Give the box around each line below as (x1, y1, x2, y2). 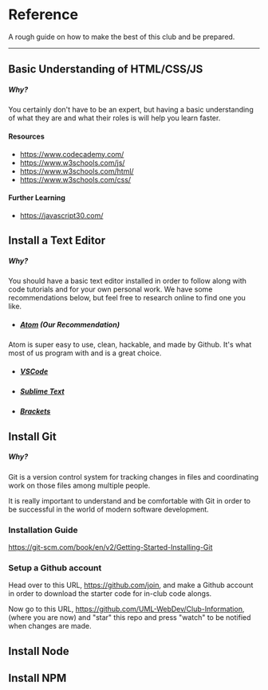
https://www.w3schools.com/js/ (19, 158, 125, 167)
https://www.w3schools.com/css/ (19, 174, 132, 184)
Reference (8, 6, 78, 24)
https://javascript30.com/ (19, 210, 104, 220)
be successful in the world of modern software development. (8, 504, 209, 514)
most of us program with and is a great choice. (8, 348, 162, 358)
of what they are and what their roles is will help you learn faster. (8, 113, 221, 123)
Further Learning (8, 193, 66, 202)
